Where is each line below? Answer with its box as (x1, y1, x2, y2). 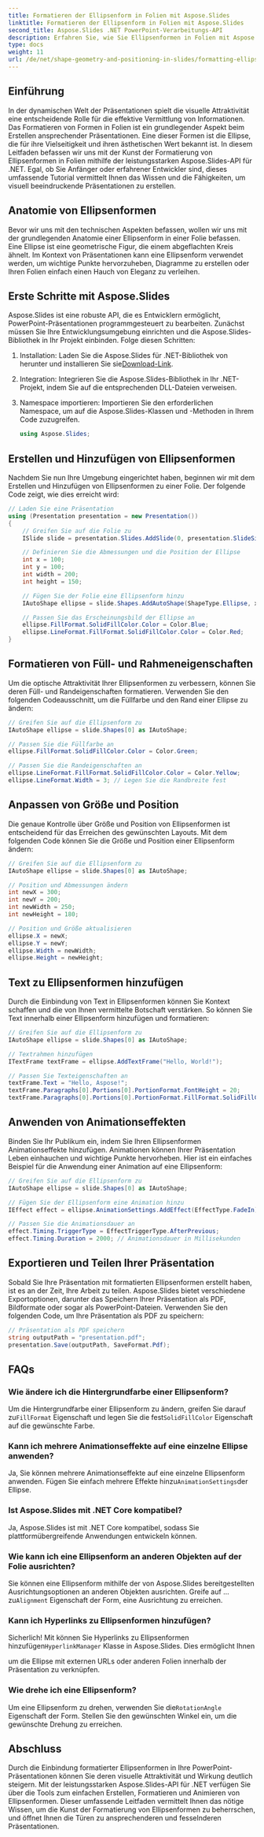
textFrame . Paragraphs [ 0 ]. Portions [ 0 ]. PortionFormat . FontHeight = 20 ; (8, 1086, 241, 1094)
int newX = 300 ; (8, 889, 61, 896)
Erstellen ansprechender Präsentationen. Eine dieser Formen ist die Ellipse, (8, 131, 251, 140)
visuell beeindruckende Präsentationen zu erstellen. (8, 181, 176, 190)
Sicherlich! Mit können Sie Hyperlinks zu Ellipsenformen (8, 1633, 189, 1642)
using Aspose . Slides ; (19, 430, 91, 438)
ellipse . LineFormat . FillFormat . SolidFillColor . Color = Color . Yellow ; (8, 769, 241, 777)
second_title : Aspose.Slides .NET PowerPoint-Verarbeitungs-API (8, 26, 223, 34)
